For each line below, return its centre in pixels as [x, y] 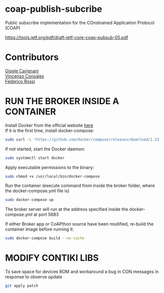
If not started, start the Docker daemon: [45, 149]
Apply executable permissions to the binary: [50, 167]
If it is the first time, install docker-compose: [50, 130]
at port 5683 [46, 214]
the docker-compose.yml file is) [37, 191]
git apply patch [22, 286]
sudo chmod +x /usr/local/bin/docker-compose [52, 176]
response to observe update [34, 277]
